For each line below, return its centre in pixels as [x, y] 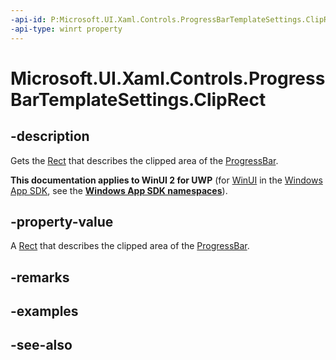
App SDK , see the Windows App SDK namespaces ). [119, 190]
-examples [44, 311]
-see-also [41, 345]
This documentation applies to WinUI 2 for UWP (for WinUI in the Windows [166, 180]
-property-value [62, 221]
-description [50, 136]
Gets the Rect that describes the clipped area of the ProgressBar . [144, 160]
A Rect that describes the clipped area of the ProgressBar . [130, 246]
